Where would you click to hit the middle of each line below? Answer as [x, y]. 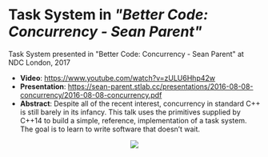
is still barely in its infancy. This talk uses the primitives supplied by [130, 112]
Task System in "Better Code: [108, 15]
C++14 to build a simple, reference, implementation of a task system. [133, 120]
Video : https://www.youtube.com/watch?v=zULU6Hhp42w [118, 78]
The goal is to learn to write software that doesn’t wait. [110, 129]
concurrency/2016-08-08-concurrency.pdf [91, 95]
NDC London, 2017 [39, 62]
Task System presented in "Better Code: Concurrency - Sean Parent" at [126, 54]
